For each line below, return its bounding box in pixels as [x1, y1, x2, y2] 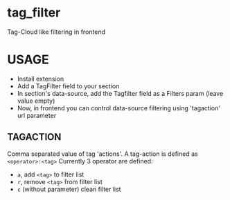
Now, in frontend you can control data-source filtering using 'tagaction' [17, 103, 220, 112]
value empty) [17, 97, 55, 105]
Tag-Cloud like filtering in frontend [7, 28, 106, 36]
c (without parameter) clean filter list [17, 185, 121, 193]
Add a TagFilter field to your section [17, 81, 120, 90]
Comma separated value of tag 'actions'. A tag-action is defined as [7, 150, 199, 158]
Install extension [17, 74, 64, 83]
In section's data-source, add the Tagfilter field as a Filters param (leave [17, 89, 224, 97]
